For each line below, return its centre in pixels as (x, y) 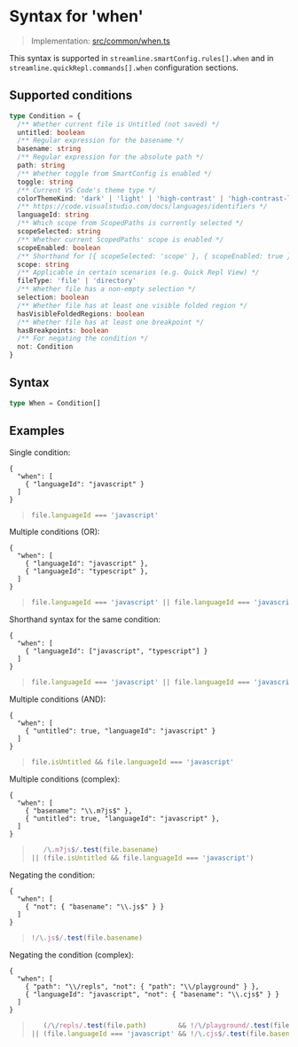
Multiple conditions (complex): (65, 779)
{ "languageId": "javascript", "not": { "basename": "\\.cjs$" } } (152, 994)
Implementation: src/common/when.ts (100, 41)
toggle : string (45, 182)
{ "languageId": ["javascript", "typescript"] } (117, 651)
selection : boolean (53, 297)
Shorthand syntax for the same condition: (85, 619)
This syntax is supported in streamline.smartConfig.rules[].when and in (141, 58)
